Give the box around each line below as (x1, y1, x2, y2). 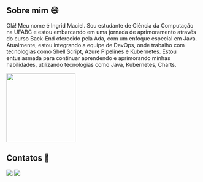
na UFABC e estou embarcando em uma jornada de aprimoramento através (6, 28, 196, 36)
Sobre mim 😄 (6, 6, 59, 16)
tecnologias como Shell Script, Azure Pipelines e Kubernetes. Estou (6, 48, 177, 55)
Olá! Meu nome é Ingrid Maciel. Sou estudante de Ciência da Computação (6, 21, 194, 29)
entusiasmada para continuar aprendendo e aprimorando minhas (6, 54, 170, 61)
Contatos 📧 (6, 153, 50, 164)
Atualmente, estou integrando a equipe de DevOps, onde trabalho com (6, 41, 185, 48)
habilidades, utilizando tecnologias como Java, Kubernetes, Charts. (6, 61, 177, 68)
